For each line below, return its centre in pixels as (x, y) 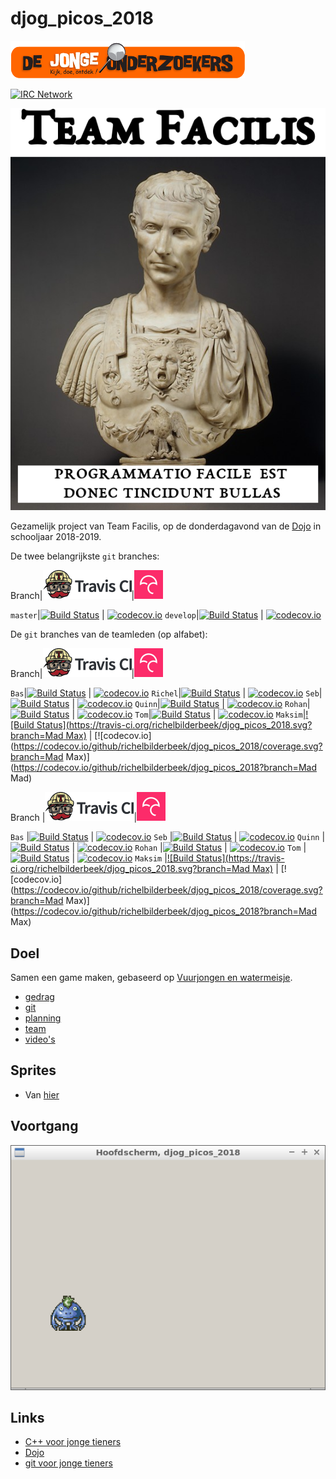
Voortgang (44, 1126)
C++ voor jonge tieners (73, 1442)
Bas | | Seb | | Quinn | (168, 837)
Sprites (33, 1070)
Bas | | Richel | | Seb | (166, 693)
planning (43, 1018)
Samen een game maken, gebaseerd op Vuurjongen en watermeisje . (151, 978)
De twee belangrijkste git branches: (85, 556)
